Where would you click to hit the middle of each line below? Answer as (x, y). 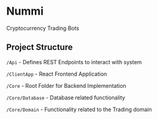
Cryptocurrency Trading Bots (43, 28)
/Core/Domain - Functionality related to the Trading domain (79, 109)
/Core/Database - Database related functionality (66, 97)
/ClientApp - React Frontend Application (57, 74)
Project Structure (39, 47)
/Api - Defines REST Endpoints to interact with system (74, 62)
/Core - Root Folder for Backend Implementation (66, 85)
